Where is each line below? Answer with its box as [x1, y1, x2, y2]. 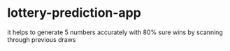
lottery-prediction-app [7, 5, 141, 21]
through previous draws [7, 35, 76, 43]
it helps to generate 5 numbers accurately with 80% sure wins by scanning [7, 28, 224, 36]
